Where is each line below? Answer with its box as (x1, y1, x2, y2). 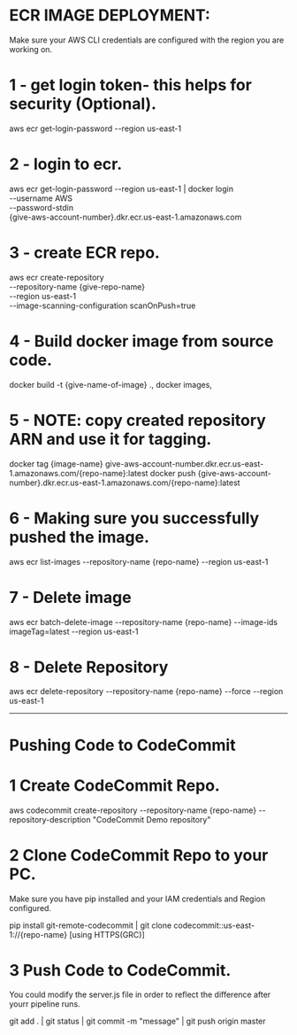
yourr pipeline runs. (9, 999, 81, 1009)
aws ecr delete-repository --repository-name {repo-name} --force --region (9, 686, 284, 697)
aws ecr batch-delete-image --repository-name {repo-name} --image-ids (9, 616, 278, 627)
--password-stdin (9, 202, 73, 212)
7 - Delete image (9, 587, 132, 607)
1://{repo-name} (9, 929, 68, 939)
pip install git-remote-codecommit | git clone (9, 920, 172, 931)
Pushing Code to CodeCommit (9, 735, 236, 755)
